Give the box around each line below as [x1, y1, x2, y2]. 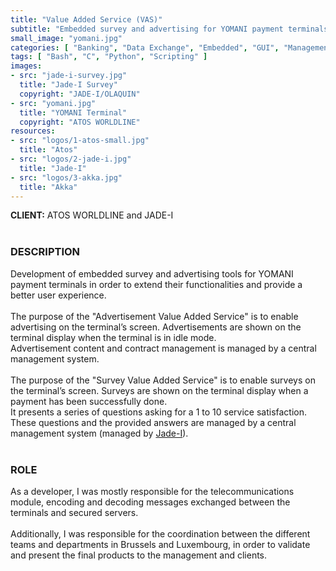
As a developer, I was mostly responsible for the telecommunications [10, 485, 295, 497]
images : [10, 61, 43, 71]
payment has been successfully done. [10, 395, 168, 407]
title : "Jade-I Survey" [19, 80, 118, 90]
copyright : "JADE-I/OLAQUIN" [19, 89, 141, 99]
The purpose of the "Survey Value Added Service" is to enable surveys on [10, 374, 316, 386]
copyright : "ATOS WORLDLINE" [19, 117, 141, 127]
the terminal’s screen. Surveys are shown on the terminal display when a [10, 384, 309, 396]
